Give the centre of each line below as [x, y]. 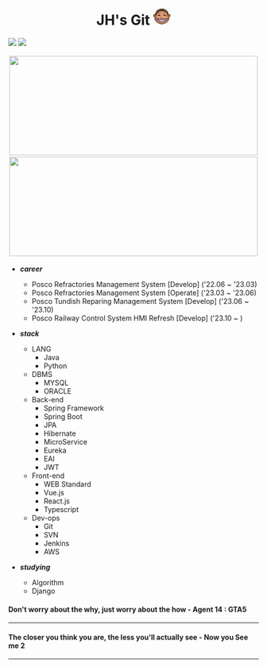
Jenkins [56, 543]
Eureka [55, 450]
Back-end [48, 399]
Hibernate [60, 433]
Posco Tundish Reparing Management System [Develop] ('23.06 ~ [140, 301]
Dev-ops [46, 518]
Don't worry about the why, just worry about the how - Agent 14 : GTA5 [128, 609]
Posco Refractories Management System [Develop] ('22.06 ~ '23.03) [144, 284]
